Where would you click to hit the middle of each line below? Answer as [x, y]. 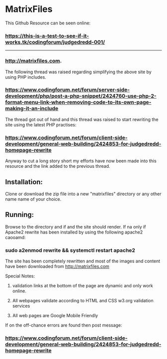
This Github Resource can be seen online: [48, 23]
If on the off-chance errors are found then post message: [64, 325]
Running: [20, 215]
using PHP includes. [26, 77]
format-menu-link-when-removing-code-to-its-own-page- [78, 102]
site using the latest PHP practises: [41, 124]
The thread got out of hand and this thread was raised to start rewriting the [82, 119]
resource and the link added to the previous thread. [58, 166]
